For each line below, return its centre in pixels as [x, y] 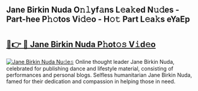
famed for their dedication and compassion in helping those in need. [91, 81]
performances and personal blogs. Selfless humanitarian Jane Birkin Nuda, [99, 75]
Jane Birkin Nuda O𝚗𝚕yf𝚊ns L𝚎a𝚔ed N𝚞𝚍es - [93, 10]
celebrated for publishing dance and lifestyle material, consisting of [90, 68]
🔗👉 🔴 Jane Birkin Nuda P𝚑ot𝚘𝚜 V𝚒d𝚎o [81, 44]
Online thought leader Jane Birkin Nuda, [125, 62]
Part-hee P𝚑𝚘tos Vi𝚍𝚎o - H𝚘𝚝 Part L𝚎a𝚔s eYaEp [98, 20]
